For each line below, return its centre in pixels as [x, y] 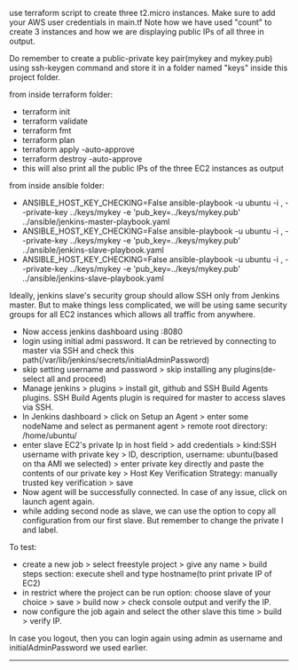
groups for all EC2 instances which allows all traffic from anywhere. [132, 314]
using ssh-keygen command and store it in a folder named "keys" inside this [149, 68]
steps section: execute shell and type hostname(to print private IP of [147, 574]
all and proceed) [76, 379]
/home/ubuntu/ [49, 435]
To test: [23, 547]
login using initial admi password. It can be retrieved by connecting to [149, 341]
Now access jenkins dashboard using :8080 [102, 331]
